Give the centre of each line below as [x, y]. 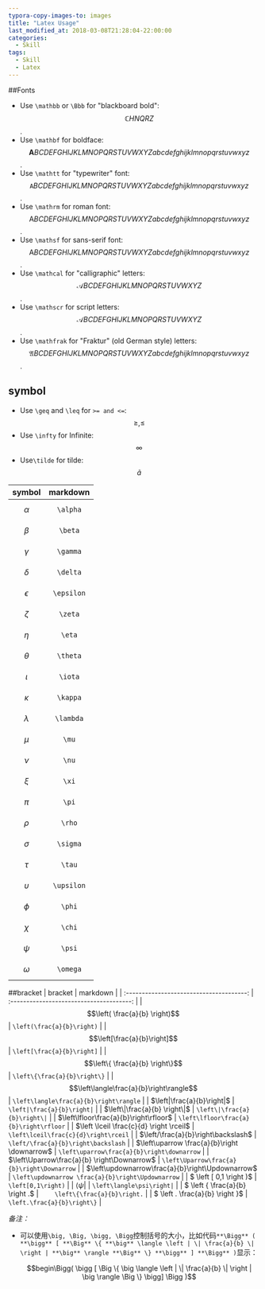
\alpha [69, 509]
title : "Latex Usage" [44, 23]
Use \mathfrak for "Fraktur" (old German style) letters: [108, 341]
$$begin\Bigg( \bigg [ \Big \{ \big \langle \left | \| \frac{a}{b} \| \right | [139, 1268]
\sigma [69, 843]
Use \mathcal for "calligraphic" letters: [82, 273]
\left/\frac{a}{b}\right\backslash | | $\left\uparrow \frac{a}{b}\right [123, 1143]
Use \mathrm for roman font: [65, 206]
